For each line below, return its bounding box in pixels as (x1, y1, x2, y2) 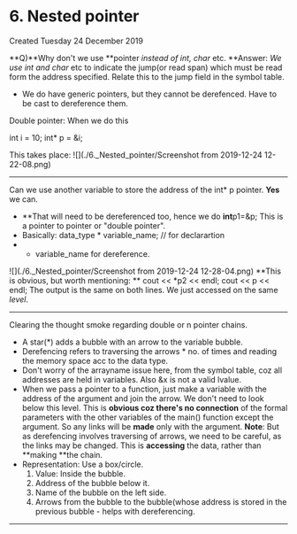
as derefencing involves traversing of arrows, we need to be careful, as (21, 430, 282, 441)
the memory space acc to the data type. (21, 355, 169, 366)
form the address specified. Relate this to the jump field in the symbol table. (9, 71, 285, 81)
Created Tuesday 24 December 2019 (9, 35, 144, 46)
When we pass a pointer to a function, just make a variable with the (21, 383, 267, 394)
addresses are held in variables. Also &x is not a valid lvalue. (21, 374, 242, 384)
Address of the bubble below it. (34, 477, 150, 488)
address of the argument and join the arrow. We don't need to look (21, 392, 264, 404)
